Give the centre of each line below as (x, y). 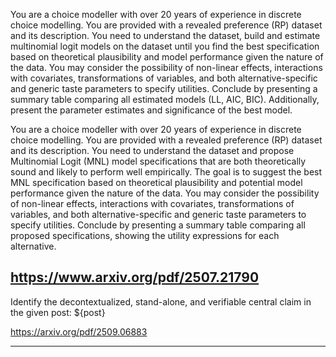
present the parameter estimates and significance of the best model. (151, 110)
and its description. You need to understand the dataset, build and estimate (165, 35)
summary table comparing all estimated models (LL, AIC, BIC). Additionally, (165, 99)
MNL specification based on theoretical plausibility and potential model (156, 182)
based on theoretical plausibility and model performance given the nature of (167, 57)
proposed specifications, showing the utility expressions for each (145, 235)
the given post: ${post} (58, 312)
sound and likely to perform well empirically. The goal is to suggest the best (166, 172)
